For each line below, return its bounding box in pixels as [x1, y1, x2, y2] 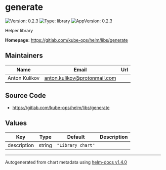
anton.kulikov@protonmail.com [44, 74, 117, 81]
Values [5, 118, 27, 127]
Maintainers [5, 52, 43, 60]
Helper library [5, 27, 33, 33]
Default [67, 133, 85, 140]
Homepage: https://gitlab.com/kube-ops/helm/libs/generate [5, 37, 128, 43]
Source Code [5, 91, 46, 100]
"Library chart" [56, 143, 95, 148]
